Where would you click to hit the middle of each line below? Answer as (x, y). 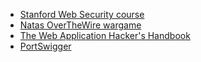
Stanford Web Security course (82, 14)
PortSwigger (45, 46)
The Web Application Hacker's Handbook (105, 35)
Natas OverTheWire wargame (80, 25)
